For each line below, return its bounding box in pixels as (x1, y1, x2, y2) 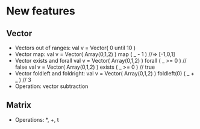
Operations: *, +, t (14, 116, 59, 123)
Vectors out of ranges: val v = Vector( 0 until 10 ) (14, 44, 136, 51)
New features (6, 4, 75, 18)
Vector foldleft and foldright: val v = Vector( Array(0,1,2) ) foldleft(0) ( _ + (14, 70, 195, 77)
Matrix (6, 100, 31, 110)
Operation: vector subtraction (14, 83, 89, 90)
